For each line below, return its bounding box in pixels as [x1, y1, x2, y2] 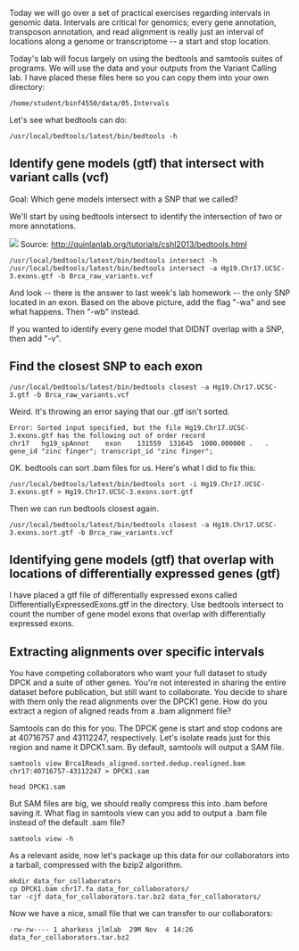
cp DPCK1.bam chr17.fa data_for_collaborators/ [9, 885, 190, 894]
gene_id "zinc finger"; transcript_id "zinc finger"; [9, 446, 214, 456]
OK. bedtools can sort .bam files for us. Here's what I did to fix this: [9, 462, 256, 473]
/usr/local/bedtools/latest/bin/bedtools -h [9, 132, 178, 141]
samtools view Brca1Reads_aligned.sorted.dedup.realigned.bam [9, 759, 245, 768]
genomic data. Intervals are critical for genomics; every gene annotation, [9, 17, 277, 28]
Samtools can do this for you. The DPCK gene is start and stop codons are [9, 723, 283, 734]
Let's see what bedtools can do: [9, 115, 128, 125]
